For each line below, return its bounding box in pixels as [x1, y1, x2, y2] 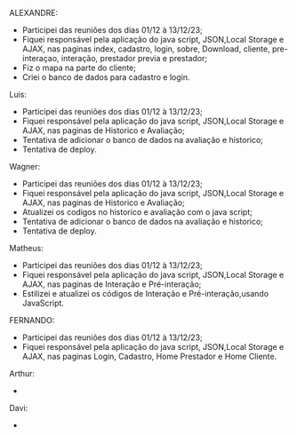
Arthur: [9, 369, 36, 378]
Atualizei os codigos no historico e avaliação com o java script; [21, 207, 253, 217]
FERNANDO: [9, 315, 55, 325]
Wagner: [9, 162, 41, 171]
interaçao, [21, 53, 60, 63]
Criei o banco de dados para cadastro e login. [21, 72, 190, 83]
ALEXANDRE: [9, 8, 59, 18]
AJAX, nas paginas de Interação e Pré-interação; [21, 279, 202, 289]
